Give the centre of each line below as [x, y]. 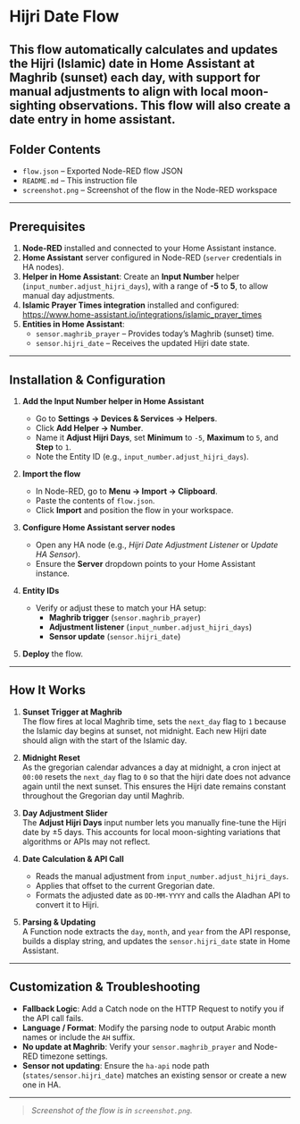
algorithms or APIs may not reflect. [86, 841]
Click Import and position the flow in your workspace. [134, 511]
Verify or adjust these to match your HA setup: [121, 608]
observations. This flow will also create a [175, 105]
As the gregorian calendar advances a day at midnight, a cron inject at [151, 767]
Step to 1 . [53, 447]
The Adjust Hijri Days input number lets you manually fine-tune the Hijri [154, 822]
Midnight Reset [51, 757]
